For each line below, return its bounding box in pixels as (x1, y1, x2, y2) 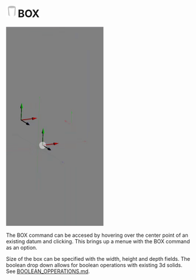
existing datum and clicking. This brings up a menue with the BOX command (6, 237, 190, 244)
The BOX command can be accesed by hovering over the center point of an (6, 232, 188, 239)
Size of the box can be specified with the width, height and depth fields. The (6, 255, 190, 262)
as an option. (6, 244, 37, 251)
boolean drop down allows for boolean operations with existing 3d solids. (6, 261, 183, 268)
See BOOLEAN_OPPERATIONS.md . (6, 268, 90, 275)
